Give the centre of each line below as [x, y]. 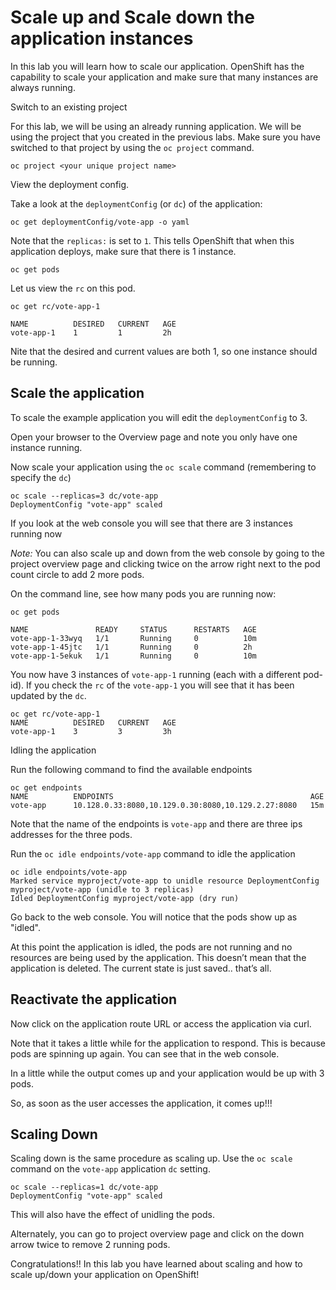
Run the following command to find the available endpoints [131, 769]
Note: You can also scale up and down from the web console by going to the [167, 553]
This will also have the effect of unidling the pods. [112, 1215]
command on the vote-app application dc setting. [110, 1169]
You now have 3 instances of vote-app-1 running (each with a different [156, 674]
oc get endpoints [46, 787]
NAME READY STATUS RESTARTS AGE [133, 629]
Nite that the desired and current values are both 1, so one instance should [164, 351]
